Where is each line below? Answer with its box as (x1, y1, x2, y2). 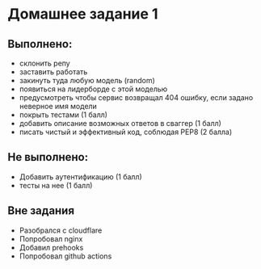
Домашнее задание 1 (7, 5, 158, 23)
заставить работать (19, 67, 88, 77)
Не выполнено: (7, 150, 89, 164)
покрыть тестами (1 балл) (19, 110, 108, 120)
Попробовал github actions (19, 251, 112, 261)
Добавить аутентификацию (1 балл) (19, 171, 142, 182)
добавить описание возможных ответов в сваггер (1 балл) (19, 119, 221, 128)
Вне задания (7, 204, 74, 218)
